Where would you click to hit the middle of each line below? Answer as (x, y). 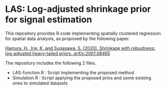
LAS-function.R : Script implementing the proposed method (73, 72)
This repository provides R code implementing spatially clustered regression (83, 33)
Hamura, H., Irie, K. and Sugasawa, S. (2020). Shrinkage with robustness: (80, 48)
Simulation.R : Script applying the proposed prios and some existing (82, 78)
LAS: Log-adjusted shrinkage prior (78, 9)
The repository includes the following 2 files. (51, 63)
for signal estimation (49, 20)
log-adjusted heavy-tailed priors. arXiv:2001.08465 (58, 53)
